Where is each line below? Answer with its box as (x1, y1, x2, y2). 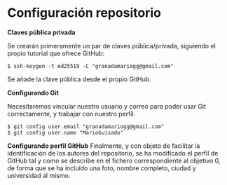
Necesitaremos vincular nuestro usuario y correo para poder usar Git (7, 102, 207, 110)
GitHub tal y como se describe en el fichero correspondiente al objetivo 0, (7, 156, 221, 165)
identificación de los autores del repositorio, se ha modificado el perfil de (7, 149, 219, 157)
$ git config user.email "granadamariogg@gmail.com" (7, 123, 165, 130)
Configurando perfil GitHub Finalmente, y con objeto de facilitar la (7, 142, 200, 150)
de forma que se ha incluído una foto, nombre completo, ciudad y (7, 163, 196, 172)
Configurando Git (7, 88, 60, 97)
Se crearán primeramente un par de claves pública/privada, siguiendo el (7, 41, 216, 50)
